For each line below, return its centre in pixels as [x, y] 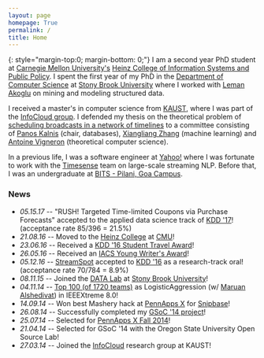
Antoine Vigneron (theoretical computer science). [88, 142]
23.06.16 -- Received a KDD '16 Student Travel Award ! [107, 245]
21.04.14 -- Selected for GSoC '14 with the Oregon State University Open [137, 328]
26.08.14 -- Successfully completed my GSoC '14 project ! [113, 312]
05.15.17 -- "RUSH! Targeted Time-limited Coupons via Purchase [124, 211]
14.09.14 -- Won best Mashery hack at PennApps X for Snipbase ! [125, 303]
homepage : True [33, 23]
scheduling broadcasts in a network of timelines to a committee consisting [129, 125]
